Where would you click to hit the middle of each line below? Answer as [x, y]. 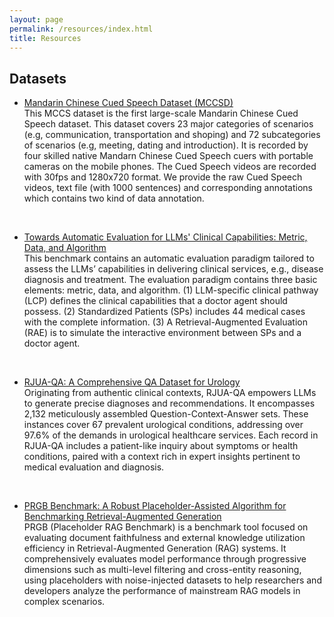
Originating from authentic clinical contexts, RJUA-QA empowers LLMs [170, 393]
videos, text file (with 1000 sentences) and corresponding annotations [168, 188]
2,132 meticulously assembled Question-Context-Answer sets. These [166, 414]
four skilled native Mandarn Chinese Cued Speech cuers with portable [168, 156]
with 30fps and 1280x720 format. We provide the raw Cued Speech [163, 177]
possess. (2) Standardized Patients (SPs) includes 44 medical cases [164, 312]
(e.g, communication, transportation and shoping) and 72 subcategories [172, 135]
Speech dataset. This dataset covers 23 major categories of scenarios [168, 124]
